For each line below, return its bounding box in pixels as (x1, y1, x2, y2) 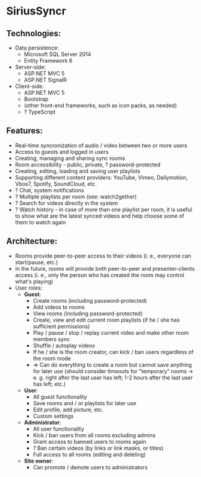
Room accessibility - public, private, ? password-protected (14, 161, 161, 168)
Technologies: (6, 28, 61, 39)
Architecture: (6, 236, 58, 247)
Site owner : (23, 457, 54, 464)
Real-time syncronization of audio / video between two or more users (14, 142, 188, 149)
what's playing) (14, 277, 54, 285)
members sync (32, 335, 70, 343)
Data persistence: (14, 44, 59, 51)
